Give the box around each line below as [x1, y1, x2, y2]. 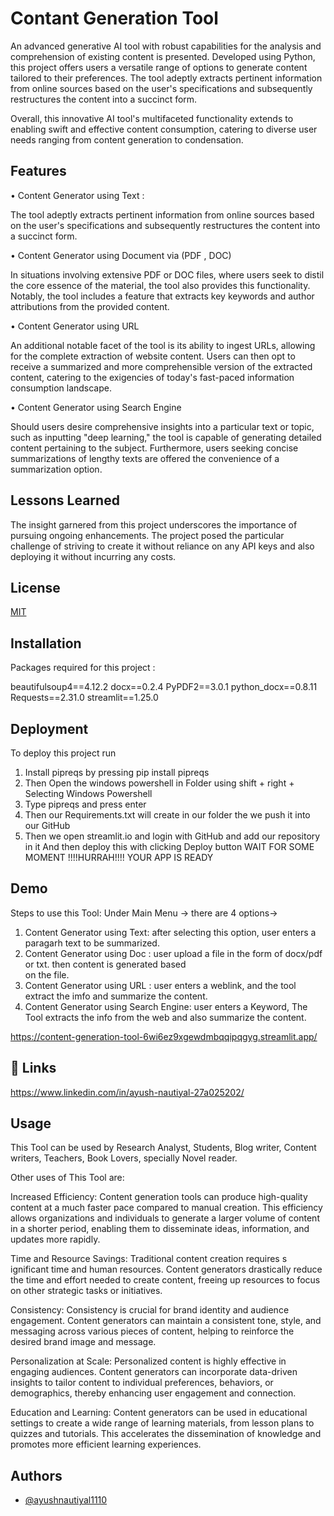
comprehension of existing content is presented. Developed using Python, [10, 50, 316, 62]
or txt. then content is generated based [24, 958, 187, 970]
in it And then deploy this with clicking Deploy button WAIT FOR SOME [24, 841, 315, 852]
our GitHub [24, 820, 71, 831]
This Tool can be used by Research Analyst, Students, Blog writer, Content [10, 1142, 317, 1154]
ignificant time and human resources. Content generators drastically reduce [10, 1263, 323, 1276]
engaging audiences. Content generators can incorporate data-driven [10, 1366, 298, 1378]
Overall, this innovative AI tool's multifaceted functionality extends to [10, 112, 294, 124]
